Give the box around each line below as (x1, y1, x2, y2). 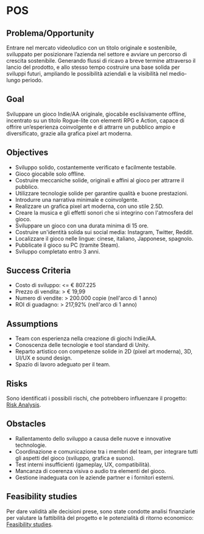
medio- (169, 70, 188, 77)
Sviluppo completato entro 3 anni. (15, 247, 100, 255)
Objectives (6, 148, 49, 158)
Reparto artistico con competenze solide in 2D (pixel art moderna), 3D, (15, 348, 193, 355)
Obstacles (6, 419, 46, 429)
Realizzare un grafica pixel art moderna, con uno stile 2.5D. (15, 202, 164, 210)
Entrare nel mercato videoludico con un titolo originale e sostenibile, (6, 44, 177, 51)
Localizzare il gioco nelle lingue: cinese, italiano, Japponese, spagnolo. (15, 235, 194, 242)
